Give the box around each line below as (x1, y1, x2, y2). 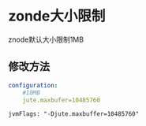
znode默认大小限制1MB (8, 35, 84, 44)
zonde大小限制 (8, 7, 106, 25)
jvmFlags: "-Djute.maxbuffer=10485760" (8, 110, 140, 118)
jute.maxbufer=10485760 (22, 96, 101, 104)
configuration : (8, 81, 58, 89)
